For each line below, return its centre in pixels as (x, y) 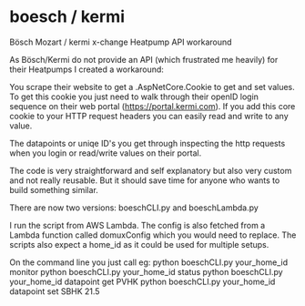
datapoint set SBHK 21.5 (55, 291)
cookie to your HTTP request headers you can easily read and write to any (149, 116)
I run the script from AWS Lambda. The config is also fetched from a (137, 225)
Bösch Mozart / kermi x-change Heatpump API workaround (121, 42)
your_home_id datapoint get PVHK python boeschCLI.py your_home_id (142, 281)
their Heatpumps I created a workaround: (86, 69)
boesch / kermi (67, 17)
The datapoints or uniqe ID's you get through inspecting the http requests (147, 143)
